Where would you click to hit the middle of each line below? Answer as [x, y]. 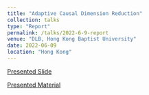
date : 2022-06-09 [32, 45]
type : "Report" [29, 26]
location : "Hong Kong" [39, 52]
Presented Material [34, 85]
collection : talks [33, 20]
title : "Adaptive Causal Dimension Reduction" [75, 13]
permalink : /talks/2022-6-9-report [58, 33]
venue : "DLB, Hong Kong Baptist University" [72, 39]
